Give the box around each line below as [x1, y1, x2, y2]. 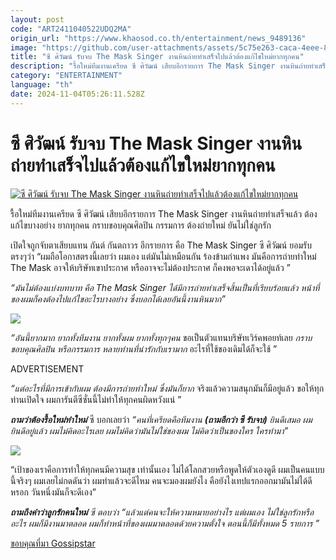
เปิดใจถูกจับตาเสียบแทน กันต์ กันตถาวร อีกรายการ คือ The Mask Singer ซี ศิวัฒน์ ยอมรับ [10, 239, 312, 251]
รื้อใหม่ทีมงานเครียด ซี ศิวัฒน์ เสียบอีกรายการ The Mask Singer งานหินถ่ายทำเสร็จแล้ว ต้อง [10, 207, 318, 220]
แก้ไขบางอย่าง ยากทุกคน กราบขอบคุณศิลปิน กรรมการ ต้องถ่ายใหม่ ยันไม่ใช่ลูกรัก [10, 219, 272, 231]
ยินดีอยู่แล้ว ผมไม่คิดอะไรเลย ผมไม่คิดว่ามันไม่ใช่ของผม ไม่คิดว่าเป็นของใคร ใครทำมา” [10, 424, 289, 436]
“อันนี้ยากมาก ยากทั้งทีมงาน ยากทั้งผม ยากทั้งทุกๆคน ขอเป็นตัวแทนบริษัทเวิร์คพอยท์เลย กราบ [10, 331, 313, 343]
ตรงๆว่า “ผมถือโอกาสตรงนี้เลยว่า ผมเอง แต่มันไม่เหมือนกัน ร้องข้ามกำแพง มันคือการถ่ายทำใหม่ [10, 250, 317, 262]
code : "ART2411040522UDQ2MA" [10, 24, 132, 34]
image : [10, 42, 38, 53]
